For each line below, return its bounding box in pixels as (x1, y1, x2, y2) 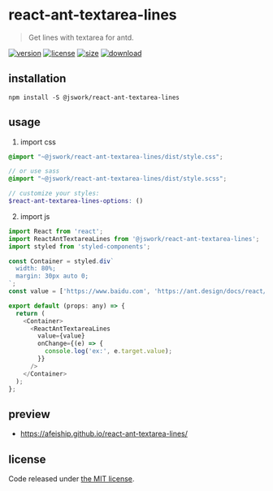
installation (8, 71, 67, 86)
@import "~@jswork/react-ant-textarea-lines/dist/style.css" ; (8, 153, 223, 161)
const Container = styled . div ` (8, 257, 115, 265)
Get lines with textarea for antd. (28, 32, 134, 42)
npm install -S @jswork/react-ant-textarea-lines (8, 93, 180, 101)
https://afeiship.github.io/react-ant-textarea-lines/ (19, 429, 188, 439)
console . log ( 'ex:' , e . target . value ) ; (44, 347, 173, 355)
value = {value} (37, 332, 85, 340)
